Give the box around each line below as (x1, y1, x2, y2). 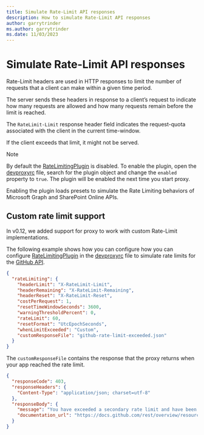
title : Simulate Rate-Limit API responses (6, 9, 115, 15)
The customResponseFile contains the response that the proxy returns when (6, 355, 195, 362)
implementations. (6, 233, 50, 241)
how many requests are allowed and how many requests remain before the (6, 103, 193, 110)
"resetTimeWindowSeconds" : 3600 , (17, 304, 102, 310)
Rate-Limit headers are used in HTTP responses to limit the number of (6, 78, 182, 85)
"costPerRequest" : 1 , (17, 298, 72, 304)
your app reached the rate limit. (6, 361, 85, 368)
